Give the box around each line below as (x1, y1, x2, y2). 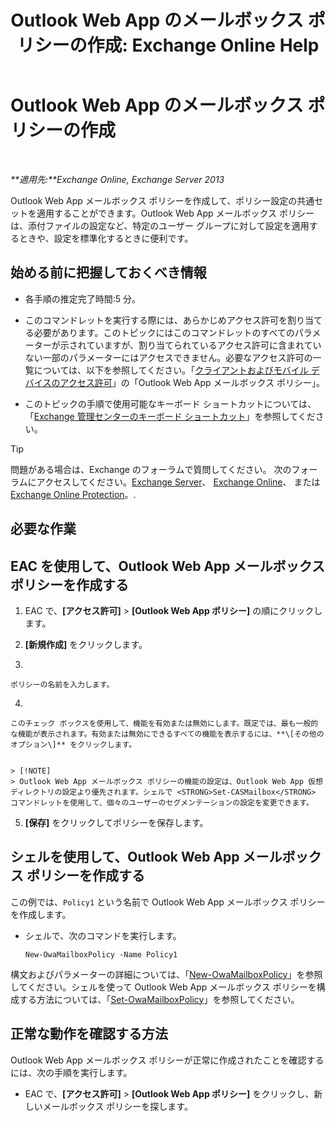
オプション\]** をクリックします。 (10, 739, 137, 750)
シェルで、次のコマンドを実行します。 (24, 929, 182, 941)
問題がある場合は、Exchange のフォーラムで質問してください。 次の (10, 463, 292, 475)
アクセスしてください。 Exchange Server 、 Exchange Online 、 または (36, 476, 321, 488)
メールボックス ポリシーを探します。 (42, 1100, 193, 1112)
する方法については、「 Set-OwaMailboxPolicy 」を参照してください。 (18, 993, 300, 1005)
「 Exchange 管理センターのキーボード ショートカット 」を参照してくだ (24, 410, 316, 422)
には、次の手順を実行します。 (10, 1066, 133, 1078)
